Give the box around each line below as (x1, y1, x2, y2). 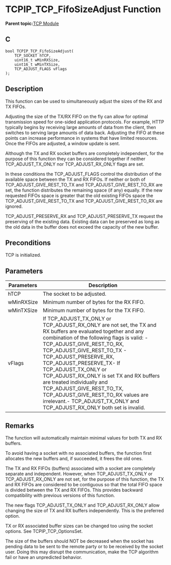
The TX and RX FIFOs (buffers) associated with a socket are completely (5, 465, 156, 471)
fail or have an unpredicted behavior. (5, 554, 82, 560)
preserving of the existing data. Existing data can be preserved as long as (5, 218, 160, 225)
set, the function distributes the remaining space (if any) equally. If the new (5, 187, 163, 193)
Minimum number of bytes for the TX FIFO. (43, 307, 145, 314)
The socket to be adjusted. (43, 291, 107, 298)
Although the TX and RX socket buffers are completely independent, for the (5, 150, 164, 156)
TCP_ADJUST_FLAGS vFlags (14, 66, 67, 72)
